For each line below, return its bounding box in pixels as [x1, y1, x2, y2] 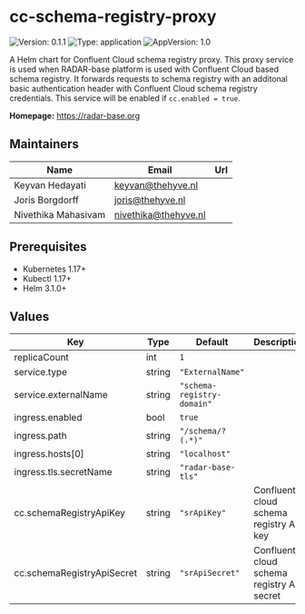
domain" [179, 399, 212, 410]
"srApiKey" [179, 508, 227, 519]
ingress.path [14, 430, 68, 442]
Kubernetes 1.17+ [22, 263, 86, 274]
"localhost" [179, 449, 231, 460]
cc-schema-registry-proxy [9, 6, 217, 27]
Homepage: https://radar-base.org [9, 110, 141, 121]
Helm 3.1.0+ [22, 282, 67, 293]
